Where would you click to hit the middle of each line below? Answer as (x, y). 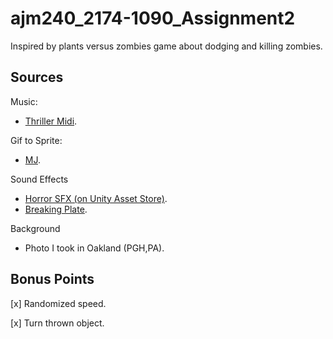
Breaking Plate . (56, 209)
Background (35, 228)
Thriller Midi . (51, 121)
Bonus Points (52, 279)
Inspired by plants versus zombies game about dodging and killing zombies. (166, 46)
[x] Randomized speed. (58, 303)
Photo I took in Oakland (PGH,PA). (94, 248)
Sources (37, 77)
